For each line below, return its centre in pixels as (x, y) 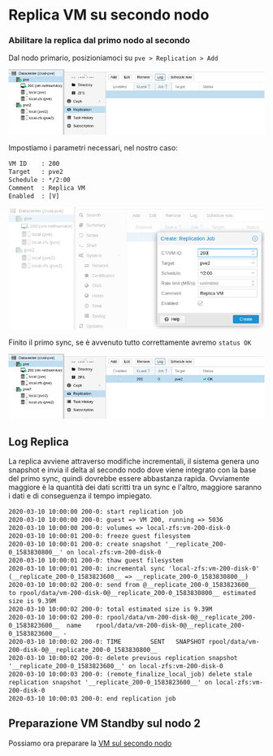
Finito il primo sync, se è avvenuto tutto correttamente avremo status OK (130, 342)
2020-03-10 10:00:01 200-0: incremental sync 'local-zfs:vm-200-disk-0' (134, 568)
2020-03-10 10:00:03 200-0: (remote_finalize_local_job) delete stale (130, 674)
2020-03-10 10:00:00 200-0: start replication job (96, 511)
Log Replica (39, 442)
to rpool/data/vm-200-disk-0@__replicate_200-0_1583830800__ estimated (132, 593)
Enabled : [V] (34, 196)
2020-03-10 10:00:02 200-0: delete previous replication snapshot (123, 658)
